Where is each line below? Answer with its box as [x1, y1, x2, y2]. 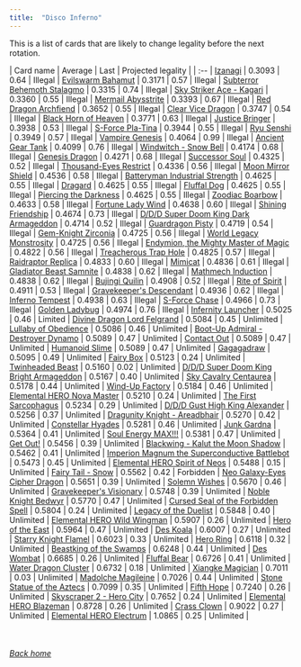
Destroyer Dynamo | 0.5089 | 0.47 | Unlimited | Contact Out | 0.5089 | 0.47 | [9, 332, 292, 343]
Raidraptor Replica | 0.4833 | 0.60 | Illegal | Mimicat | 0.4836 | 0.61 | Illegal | [9, 256, 289, 266]
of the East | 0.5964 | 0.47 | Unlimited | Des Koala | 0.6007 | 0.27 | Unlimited [9, 524, 291, 535]
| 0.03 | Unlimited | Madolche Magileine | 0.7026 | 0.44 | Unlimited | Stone [9, 572, 283, 582]
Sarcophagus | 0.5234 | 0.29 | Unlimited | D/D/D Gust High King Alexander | [9, 400, 289, 410]
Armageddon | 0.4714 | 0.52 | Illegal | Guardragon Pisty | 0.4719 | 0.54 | [9, 218, 274, 229]
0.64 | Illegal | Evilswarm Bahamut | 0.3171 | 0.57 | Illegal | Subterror [9, 74, 259, 86]
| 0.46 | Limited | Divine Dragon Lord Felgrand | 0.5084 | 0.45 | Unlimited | [9, 313, 283, 324]
